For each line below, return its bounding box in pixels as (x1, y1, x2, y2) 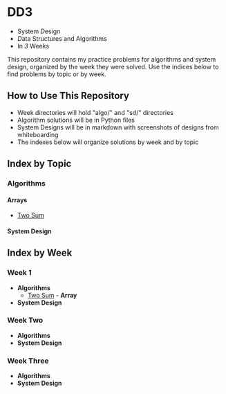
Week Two (7, 316, 44, 325)
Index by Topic (7, 158, 72, 170)
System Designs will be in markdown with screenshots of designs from (17, 123, 219, 132)
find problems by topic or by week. (7, 70, 106, 78)
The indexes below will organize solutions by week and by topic (17, 138, 199, 146)
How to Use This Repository (7, 90, 130, 102)
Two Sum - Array (27, 291, 77, 299)
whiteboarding (17, 130, 59, 138)
